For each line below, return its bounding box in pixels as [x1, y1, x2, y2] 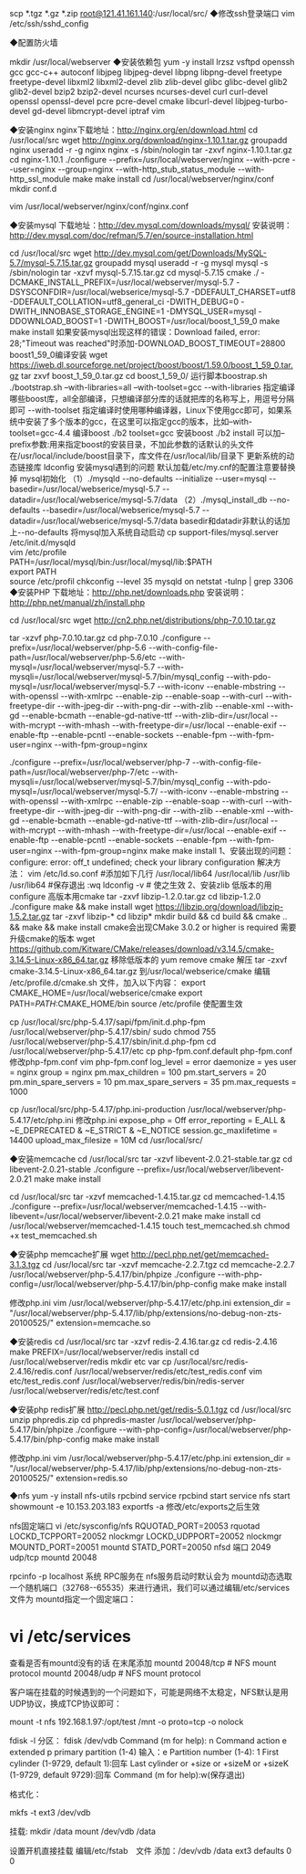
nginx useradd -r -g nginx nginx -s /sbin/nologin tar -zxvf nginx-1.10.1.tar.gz [9, 144, 293, 155]
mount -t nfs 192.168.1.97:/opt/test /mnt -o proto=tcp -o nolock [9, 1716, 244, 1727]
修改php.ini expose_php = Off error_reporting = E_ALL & [76, 1115, 286, 1125]
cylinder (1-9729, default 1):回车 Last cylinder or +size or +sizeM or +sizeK [9, 1757, 290, 1769]
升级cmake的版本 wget [9, 933, 96, 943]
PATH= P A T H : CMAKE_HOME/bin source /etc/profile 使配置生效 [9, 998, 243, 1009]
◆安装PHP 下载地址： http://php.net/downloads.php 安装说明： [9, 587, 248, 597]
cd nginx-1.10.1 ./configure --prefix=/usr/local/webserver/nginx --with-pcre [9, 154, 291, 164]
